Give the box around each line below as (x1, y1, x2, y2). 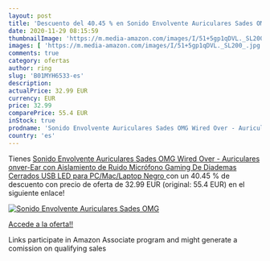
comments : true (8, 49, 59, 57)
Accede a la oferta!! (8, 219, 74, 229)
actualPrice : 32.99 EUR (8, 86, 88, 95)
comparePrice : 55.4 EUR (8, 110, 88, 118)
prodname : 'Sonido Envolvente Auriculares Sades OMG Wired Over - (8, 124, 235, 132)
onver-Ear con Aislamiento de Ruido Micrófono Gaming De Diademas (8, 162, 237, 172)
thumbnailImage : (8, 34, 63, 43)
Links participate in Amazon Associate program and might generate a (8, 234, 238, 244)
